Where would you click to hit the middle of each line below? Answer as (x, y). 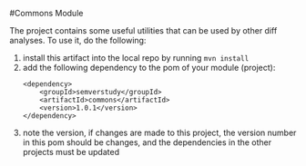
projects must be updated (71, 152)
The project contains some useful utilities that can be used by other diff (143, 30)
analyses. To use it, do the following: (78, 40)
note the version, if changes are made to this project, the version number (159, 132)
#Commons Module (46, 13)
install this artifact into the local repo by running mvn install (136, 58)
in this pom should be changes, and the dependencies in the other (147, 142)
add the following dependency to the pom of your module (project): (149, 68)
